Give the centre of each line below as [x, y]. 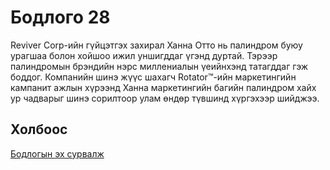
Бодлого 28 [60, 17]
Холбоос [39, 129]
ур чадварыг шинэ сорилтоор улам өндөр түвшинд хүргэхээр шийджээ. [165, 98]
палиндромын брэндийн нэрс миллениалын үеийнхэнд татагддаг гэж [159, 66]
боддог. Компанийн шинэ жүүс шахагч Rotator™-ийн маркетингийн [153, 77]
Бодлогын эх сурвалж [57, 153]
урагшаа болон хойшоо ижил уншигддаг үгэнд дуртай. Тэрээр [144, 55]
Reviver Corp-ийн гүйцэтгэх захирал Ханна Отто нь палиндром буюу [156, 45]
